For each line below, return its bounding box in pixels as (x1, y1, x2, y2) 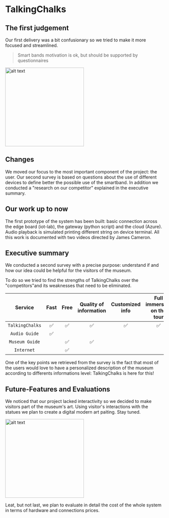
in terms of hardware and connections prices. (5, 507, 100, 513)
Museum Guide (9, 339, 40, 345)
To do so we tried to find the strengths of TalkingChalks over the (5, 277, 139, 283)
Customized (111, 301, 141, 308)
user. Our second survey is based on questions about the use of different (5, 174, 157, 180)
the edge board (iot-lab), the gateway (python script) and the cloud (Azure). (5, 223, 162, 229)
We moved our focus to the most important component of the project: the (5, 168, 157, 175)
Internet (14, 347, 35, 353)
